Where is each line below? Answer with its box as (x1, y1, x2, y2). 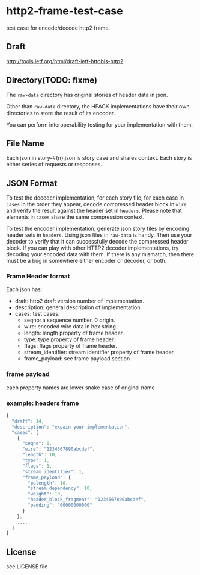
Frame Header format (6, 272, 70, 281)
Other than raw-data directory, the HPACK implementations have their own (6, 102, 190, 110)
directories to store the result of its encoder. (6, 109, 115, 116)
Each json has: (6, 286, 43, 293)
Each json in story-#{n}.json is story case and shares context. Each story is (6, 154, 192, 162)
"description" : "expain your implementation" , (11, 424, 130, 430)
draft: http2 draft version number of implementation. (14, 297, 144, 305)
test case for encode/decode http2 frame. (6, 24, 111, 31)
